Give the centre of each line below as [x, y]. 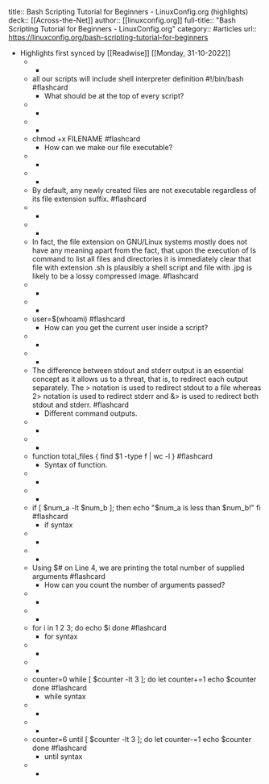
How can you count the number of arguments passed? [134, 585]
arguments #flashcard [69, 576]
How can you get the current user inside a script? [126, 327]
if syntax [58, 525]
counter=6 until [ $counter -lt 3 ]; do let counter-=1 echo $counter [142, 739]
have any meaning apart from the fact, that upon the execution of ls [144, 250]
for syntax [61, 636]
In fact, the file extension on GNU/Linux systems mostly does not [140, 242]
